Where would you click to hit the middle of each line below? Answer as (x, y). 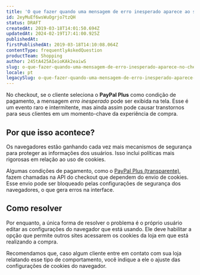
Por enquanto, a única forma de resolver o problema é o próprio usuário (94, 223)
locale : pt (20, 72)
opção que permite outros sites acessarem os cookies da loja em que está (97, 235)
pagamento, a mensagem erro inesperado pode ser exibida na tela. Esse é (97, 101)
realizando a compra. (32, 242)
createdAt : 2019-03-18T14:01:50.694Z (53, 28)
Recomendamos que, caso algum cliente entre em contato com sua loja (94, 253)
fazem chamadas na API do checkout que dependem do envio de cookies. (97, 177)
